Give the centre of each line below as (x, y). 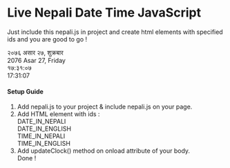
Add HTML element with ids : (58, 114)
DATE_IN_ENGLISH (44, 129)
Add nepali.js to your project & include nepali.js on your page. (105, 107)
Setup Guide (25, 91)
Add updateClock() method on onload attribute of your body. (104, 151)
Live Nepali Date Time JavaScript (104, 13)
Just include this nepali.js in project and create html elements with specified (115, 32)
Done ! (27, 158)
